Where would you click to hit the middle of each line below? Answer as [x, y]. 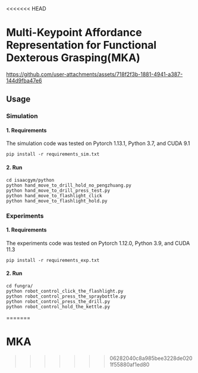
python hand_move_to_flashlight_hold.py [57, 201]
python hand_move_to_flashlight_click [54, 195]
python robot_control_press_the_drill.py [58, 301]
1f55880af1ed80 [130, 364]
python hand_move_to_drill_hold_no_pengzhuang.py [69, 185]
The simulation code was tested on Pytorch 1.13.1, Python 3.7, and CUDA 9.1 [98, 143]
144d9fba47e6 [24, 80]
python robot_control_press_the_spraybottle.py [66, 296]
